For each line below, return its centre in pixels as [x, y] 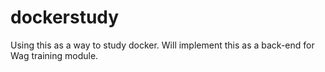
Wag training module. [54, 55]
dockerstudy [65, 17]
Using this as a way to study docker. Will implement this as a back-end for [162, 45]
